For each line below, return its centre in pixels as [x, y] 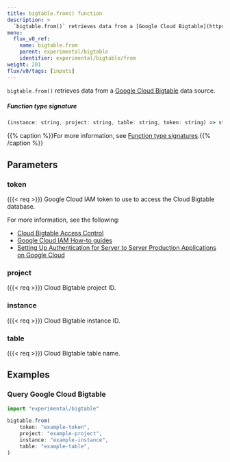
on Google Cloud [41, 255]
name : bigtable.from [49, 45]
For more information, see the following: [63, 220]
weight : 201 [24, 65]
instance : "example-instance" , [64, 440]
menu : [15, 33]
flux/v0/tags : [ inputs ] [41, 71]
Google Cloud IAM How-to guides [65, 240]
